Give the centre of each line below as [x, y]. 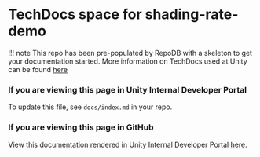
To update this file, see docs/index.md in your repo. [90, 107]
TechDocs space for [75, 15]
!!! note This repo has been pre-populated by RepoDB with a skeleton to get [130, 53]
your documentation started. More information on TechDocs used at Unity [128, 61]
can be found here [38, 69]
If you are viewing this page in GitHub [81, 127]
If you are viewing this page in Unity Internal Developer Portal [128, 89]
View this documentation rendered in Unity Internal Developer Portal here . [128, 144]
